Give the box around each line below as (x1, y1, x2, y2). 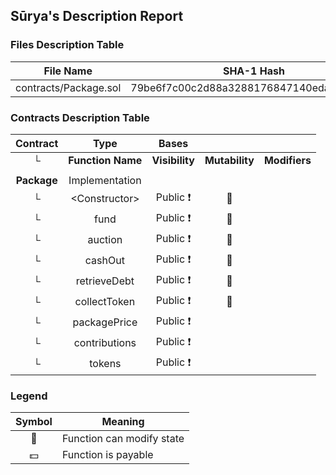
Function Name (68, 153, 143, 167)
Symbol (15, 415, 53, 429)
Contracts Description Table (10, 110, 150, 124)
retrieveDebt (75, 274, 135, 288)
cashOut (84, 254, 125, 268)
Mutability (204, 153, 255, 167)
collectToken (74, 295, 136, 309)
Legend (10, 389, 48, 403)
